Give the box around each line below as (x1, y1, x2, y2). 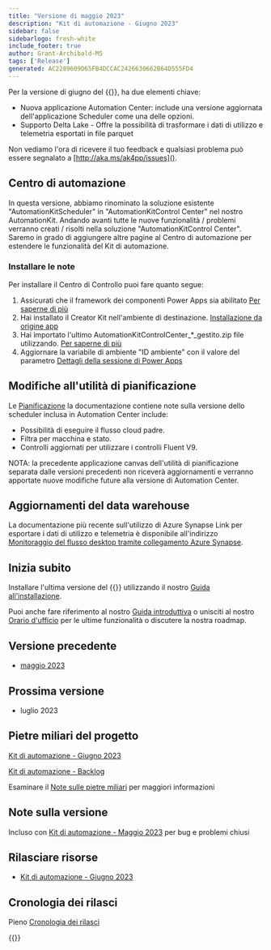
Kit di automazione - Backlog (8, 766, 105, 776)
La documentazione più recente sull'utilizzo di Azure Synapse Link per (8, 520, 243, 530)
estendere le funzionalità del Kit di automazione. (8, 241, 169, 251)
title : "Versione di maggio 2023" (8, 11, 125, 20)
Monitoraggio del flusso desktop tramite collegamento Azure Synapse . (8, 537, 243, 548)
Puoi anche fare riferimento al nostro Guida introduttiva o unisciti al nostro (8, 607, 255, 617)
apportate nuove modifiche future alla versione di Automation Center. (8, 475, 239, 485)
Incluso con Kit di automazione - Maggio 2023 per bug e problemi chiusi (8, 827, 250, 836)
